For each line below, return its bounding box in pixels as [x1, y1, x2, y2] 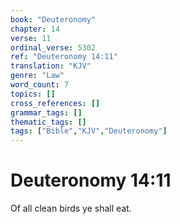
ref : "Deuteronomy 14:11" [10, 52, 118, 62]
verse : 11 [10, 33, 52, 43]
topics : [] [10, 89, 56, 99]
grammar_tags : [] [10, 107, 83, 118]
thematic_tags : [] [10, 117, 87, 127]
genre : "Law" [10, 71, 65, 81]
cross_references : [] [10, 98, 101, 108]
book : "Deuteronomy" [10, 14, 97, 25]
